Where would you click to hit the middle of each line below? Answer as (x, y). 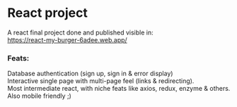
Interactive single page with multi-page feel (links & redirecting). (101, 81)
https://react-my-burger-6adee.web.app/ (67, 39)
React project (48, 13)
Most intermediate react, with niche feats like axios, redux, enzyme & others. (119, 89)
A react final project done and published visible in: (80, 32)
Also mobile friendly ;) (40, 96)
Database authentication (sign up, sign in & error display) (90, 74)
